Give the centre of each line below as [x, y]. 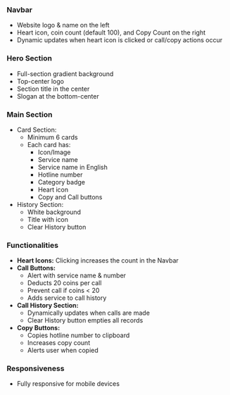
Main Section [30, 114]
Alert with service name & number [77, 275]
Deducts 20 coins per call [64, 283]
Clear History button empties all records [85, 320]
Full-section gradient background [65, 74]
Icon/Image [54, 152]
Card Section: [37, 130]
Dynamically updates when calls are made [89, 313]
